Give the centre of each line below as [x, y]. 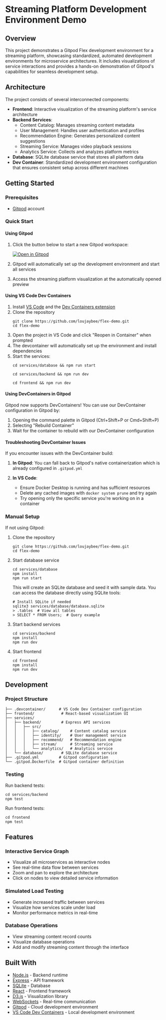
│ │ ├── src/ [23, 727]
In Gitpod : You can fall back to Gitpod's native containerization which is [86, 463]
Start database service [36, 560]
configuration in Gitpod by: [33, 410]
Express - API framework [38, 980]
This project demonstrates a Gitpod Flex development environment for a [79, 50]
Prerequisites [22, 198]
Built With [21, 963]
